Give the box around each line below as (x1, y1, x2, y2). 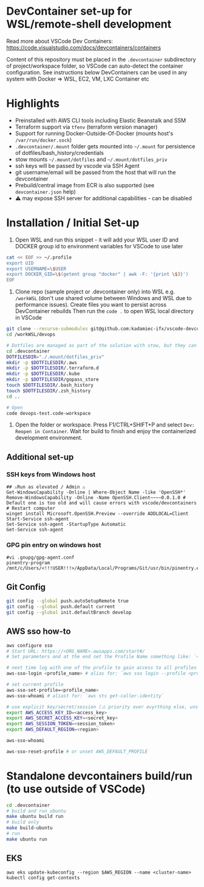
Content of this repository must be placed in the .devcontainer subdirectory (6, 56, 196, 63)
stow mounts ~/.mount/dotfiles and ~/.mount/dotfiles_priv (15, 156, 168, 163)
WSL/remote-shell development (6, 17, 172, 31)
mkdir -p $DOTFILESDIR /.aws (6, 359, 78, 365)
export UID (6, 260, 34, 266)
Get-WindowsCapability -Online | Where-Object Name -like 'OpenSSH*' (6, 489, 186, 495)
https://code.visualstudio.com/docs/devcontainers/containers (6, 44, 161, 51)
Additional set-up (6, 451, 74, 462)
